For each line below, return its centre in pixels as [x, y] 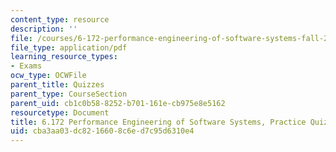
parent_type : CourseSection [69, 94]
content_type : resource [60, 19]
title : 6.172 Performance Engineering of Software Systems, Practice [158, 122]
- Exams [26, 66]
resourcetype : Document [60, 112]
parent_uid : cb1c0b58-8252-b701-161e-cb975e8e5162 [118, 103]
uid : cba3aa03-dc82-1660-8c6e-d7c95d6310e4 [102, 131]
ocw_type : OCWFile [48, 76]
